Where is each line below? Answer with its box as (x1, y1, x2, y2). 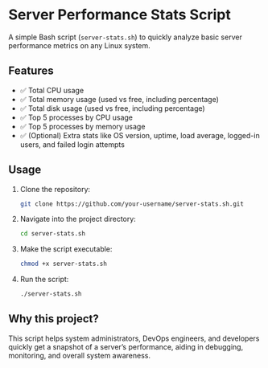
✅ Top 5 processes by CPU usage (19, 112, 134, 122)
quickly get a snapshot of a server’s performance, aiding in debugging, (8, 341, 244, 351)
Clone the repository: (19, 184, 91, 194)
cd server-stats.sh (19, 230, 86, 238)
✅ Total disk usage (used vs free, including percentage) (19, 103, 205, 113)
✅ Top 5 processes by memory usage (19, 121, 146, 131)
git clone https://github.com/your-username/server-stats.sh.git (19, 199, 244, 208)
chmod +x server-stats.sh (19, 260, 107, 268)
